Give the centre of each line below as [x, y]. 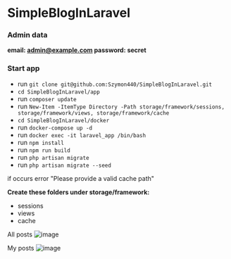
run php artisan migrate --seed [64, 165]
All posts [20, 234]
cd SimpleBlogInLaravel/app [58, 92]
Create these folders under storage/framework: [79, 192]
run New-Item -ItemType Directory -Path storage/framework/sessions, [121, 106]
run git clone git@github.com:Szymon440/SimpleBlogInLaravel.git [115, 84]
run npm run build [44, 150]
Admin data [27, 35]
